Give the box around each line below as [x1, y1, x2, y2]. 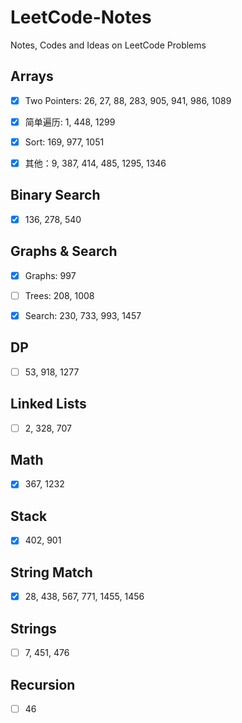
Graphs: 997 [24, 269, 77, 281]
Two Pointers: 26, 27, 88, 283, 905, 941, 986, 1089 [24, 94, 232, 106]
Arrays [10, 68, 54, 85]
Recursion [10, 676, 76, 693]
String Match [10, 564, 93, 581]
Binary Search [10, 187, 101, 204]
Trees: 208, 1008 [24, 289, 95, 301]
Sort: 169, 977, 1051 [24, 136, 105, 148]
